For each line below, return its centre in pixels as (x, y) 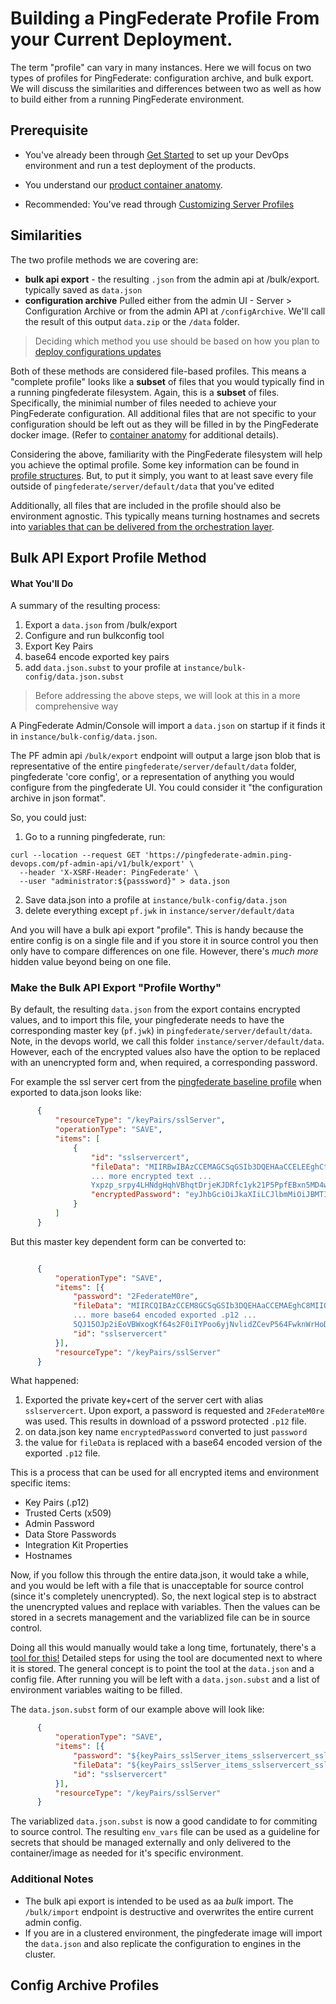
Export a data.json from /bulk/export (101, 625)
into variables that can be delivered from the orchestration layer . (142, 526)
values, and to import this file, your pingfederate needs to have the (147, 1020)
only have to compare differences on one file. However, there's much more (164, 951)
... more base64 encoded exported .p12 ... (165, 1315)
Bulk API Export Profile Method (108, 557)
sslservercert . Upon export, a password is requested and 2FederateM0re (174, 1411)
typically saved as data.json (83, 289)
